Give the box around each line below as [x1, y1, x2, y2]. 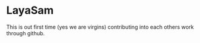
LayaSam [6, 4, 54, 17]
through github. [6, 29, 45, 36]
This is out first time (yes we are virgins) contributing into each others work [6, 23, 194, 30]
